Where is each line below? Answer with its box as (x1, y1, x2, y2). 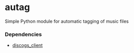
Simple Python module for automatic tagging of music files (5, 18, 129, 24)
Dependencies (5, 31, 42, 38)
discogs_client (12, 42, 43, 48)
